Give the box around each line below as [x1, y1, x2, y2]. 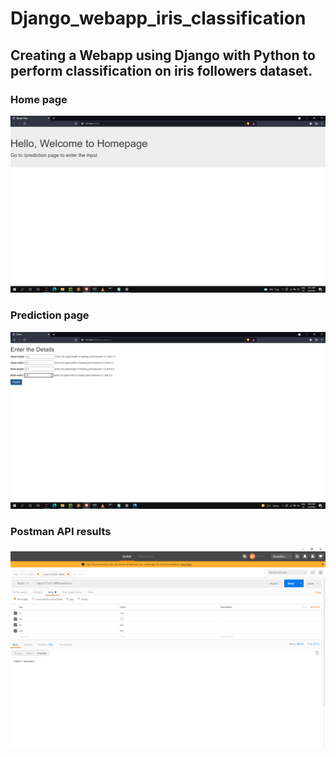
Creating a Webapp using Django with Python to [10, 47, 316, 64]
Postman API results [10, 525, 112, 539]
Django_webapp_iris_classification [10, 7, 307, 30]
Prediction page [10, 308, 90, 322]
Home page [10, 92, 68, 106]
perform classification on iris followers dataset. [10, 62, 313, 79]
